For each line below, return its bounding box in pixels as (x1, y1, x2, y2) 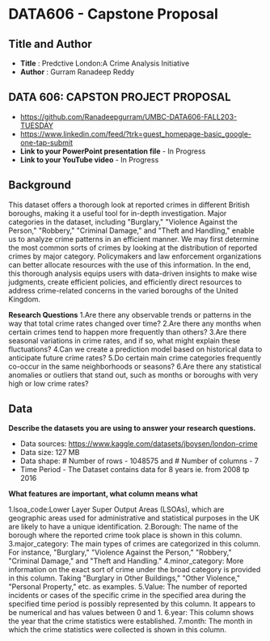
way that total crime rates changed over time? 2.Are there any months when (8, 318, 261, 328)
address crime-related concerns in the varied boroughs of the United (8, 285, 238, 295)
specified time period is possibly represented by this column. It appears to (8, 599, 256, 609)
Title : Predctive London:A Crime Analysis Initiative (19, 58, 190, 68)
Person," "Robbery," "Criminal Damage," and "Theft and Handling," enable (8, 226, 255, 235)
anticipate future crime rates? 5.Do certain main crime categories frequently (8, 352, 261, 362)
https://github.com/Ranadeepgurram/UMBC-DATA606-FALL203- (19, 112, 238, 121)
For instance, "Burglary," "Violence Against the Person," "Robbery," (8, 547, 232, 558)
